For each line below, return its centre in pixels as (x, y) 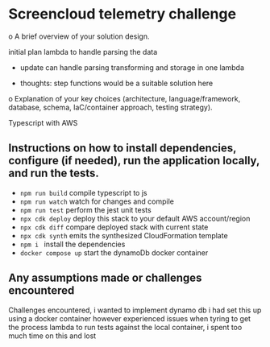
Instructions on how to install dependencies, (123, 149)
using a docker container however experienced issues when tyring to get (130, 318)
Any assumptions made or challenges (105, 278)
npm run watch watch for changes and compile (97, 201)
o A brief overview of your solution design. (79, 36)
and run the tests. (54, 173)
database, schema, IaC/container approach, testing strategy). (110, 107)
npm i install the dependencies (73, 244)
